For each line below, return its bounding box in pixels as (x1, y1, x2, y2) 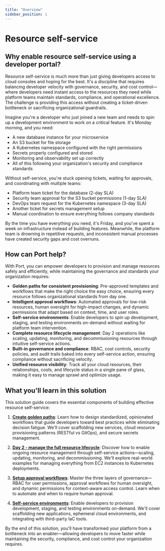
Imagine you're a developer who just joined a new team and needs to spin (5, 114, 155, 120)
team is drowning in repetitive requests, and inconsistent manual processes (5, 231, 159, 237)
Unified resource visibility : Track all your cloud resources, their (12, 362, 142, 367)
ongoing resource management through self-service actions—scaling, (12, 450, 155, 456)
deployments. (12, 465, 40, 471)
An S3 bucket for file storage (12, 139, 71, 145)
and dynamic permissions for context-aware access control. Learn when (12, 486, 160, 491)
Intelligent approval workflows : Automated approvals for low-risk (12, 299, 147, 305)
